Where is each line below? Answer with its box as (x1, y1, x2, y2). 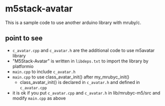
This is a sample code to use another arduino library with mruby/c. (5, 19, 141, 25)
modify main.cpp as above (12, 95, 66, 101)
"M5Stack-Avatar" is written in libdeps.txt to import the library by (12, 58, 149, 64)
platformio (12, 63, 34, 69)
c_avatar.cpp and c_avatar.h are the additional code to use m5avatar (12, 47, 155, 53)
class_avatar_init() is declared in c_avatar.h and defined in (19, 79, 140, 85)
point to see (5, 34, 43, 42)
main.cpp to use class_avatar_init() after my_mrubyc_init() (12, 73, 130, 80)
